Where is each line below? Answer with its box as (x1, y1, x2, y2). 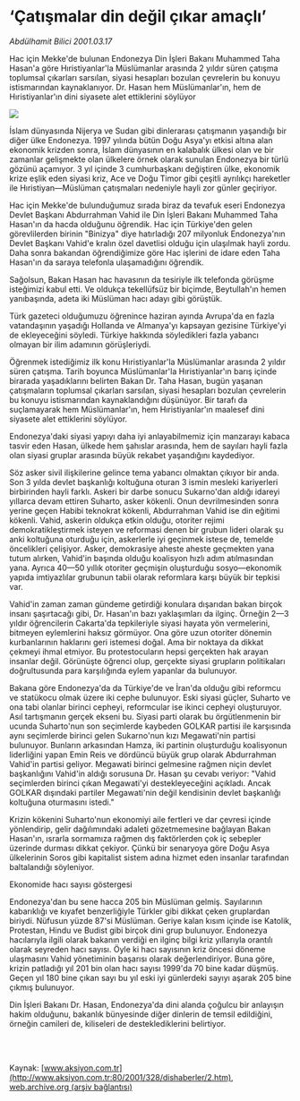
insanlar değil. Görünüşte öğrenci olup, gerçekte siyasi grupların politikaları (9, 655, 286, 666)
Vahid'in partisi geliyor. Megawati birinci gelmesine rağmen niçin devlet (9, 758, 272, 769)
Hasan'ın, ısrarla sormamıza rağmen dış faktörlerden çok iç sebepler (9, 832, 261, 843)
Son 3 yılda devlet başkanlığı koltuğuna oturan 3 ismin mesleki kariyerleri (9, 476, 279, 487)
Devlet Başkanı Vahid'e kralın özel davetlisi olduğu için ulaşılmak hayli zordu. (9, 237, 291, 248)
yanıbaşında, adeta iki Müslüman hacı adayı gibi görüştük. (9, 293, 223, 303)
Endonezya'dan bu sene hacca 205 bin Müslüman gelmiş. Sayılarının (9, 896, 262, 907)
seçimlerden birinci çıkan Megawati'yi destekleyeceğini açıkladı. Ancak (9, 777, 271, 789)
